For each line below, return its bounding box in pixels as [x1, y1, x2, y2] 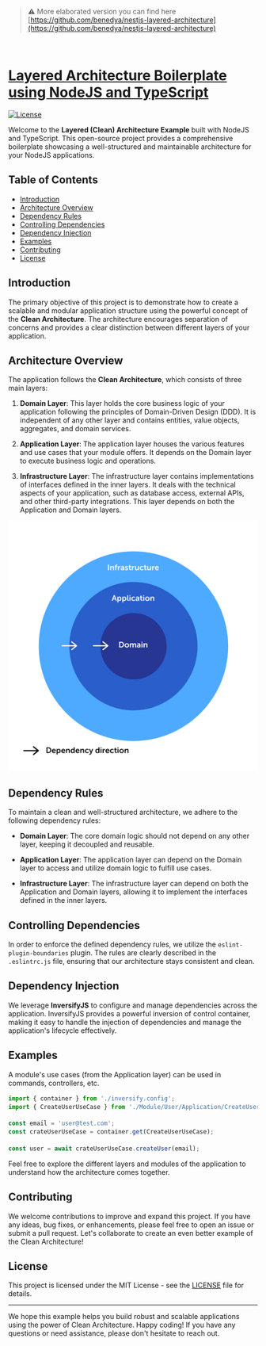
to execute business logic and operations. [19, 456, 157, 466]
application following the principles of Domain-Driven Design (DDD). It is [19, 407, 256, 417]
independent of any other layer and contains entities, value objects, [19, 415, 240, 425]
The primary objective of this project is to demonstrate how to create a [8, 297, 239, 307]
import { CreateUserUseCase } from [8, 1103, 126, 1111]
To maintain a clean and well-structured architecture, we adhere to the [8, 808, 238, 817]
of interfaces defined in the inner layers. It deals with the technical [19, 480, 236, 490]
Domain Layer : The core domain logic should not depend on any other [19, 832, 250, 841]
